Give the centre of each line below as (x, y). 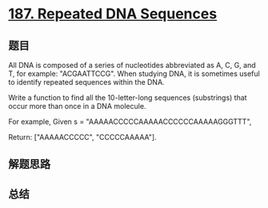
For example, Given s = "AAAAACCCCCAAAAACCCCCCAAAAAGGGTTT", (130, 122)
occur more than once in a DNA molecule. (77, 106)
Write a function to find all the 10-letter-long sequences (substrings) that (128, 98)
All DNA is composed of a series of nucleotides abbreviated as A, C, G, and (132, 65)
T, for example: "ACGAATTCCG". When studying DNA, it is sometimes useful (134, 74)
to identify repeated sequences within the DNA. (87, 82)
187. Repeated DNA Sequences (113, 14)
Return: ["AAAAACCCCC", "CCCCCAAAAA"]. (83, 137)
